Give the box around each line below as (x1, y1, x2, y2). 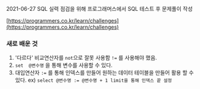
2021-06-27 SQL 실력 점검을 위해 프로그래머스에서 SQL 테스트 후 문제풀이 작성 (6, 5, 193, 12)
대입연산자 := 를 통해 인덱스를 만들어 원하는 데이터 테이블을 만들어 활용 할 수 (14, 69, 194, 76)
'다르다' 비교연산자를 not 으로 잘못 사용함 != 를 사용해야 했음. (14, 54, 157, 62)
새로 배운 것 (6, 39, 38, 48)
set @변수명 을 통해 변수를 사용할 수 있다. (14, 62, 113, 69)
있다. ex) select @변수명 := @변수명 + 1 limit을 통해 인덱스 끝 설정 (14, 76, 172, 84)
